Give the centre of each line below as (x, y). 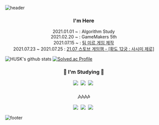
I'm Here (84, 20)
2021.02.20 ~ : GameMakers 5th (84, 37)
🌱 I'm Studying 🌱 (84, 72)
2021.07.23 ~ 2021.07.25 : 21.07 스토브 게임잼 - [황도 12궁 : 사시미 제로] (84, 49)
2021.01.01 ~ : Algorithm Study (84, 31)
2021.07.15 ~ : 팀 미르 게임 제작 (84, 43)
